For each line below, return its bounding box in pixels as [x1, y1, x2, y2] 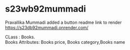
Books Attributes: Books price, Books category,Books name [5, 39, 126, 45]
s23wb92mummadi [5, 3, 87, 15]
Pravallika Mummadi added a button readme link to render [5, 19, 122, 25]
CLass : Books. [5, 34, 35, 40]
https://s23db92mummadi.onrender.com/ [5, 24, 89, 30]
